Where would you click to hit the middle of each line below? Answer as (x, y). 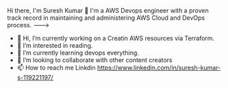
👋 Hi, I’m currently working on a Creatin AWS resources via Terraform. (116, 38)
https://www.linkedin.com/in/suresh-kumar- (159, 68)
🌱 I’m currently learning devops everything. (78, 53)
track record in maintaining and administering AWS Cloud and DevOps (106, 18)
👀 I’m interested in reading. (55, 45)
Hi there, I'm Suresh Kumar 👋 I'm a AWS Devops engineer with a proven (108, 11)
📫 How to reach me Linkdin (56, 68)
